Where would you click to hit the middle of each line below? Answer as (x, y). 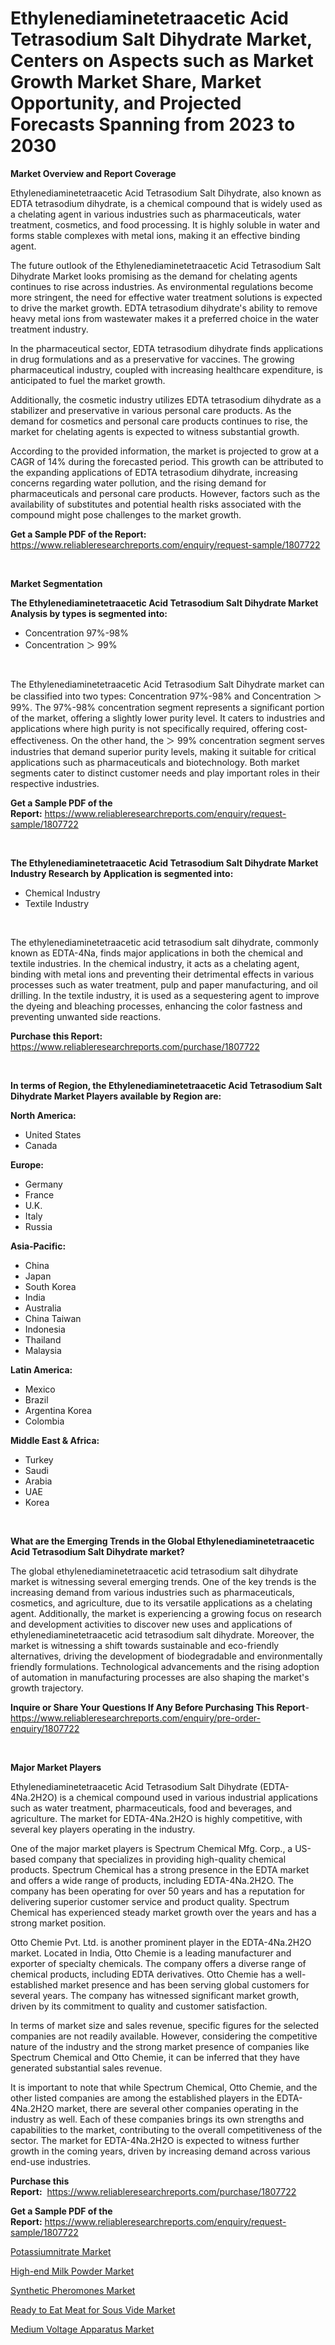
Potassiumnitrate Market (61, 2251)
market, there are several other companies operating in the (177, 2108)
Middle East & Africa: (55, 1440)
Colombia (44, 1421)
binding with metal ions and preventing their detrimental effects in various (162, 974)
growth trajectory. (47, 1688)
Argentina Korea (58, 1410)
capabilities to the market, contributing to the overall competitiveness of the (166, 2129)
